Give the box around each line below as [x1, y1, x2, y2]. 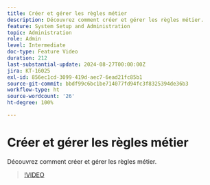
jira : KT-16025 [7, 67, 51, 74]
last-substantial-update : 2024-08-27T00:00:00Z [7, 61, 146, 68]
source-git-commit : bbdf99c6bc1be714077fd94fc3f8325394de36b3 [7, 80, 189, 87]
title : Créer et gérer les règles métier [7, 10, 128, 17]
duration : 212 [7, 55, 48, 62]
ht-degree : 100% [7, 99, 54, 106]
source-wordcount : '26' [7, 93, 75, 100]
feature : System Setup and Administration [7, 23, 130, 29]
